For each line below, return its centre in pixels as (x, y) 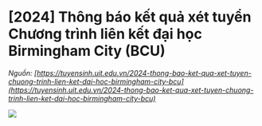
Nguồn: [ (23, 73)
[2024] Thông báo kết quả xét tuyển (130, 17)
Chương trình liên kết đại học (106, 34)
